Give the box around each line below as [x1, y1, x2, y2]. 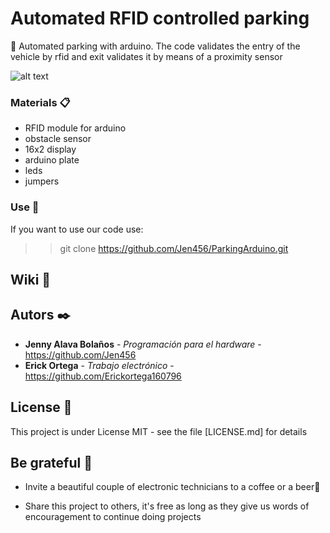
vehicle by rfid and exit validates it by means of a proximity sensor [10, 50, 283, 62]
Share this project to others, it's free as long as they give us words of [24, 500, 310, 512]
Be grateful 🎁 [10, 454, 93, 471]
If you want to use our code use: [10, 223, 144, 235]
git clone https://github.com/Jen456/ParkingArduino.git [59, 242, 289, 254]
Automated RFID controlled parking [10, 7, 310, 30]
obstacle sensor [24, 133, 92, 145]
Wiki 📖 [10, 271, 52, 288]
